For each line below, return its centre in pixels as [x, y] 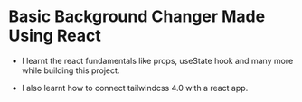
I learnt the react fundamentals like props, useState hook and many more [157, 60]
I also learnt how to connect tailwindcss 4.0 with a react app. [135, 88]
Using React [55, 36]
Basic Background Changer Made [137, 17]
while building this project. [71, 70]
